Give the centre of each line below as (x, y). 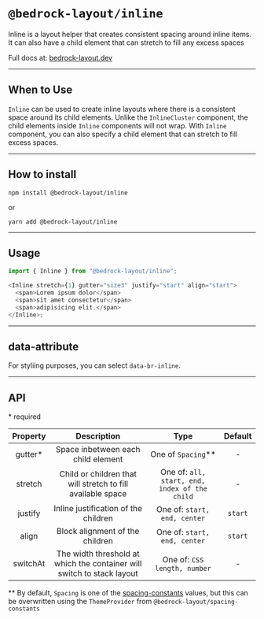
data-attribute (44, 347)
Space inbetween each (98, 450)
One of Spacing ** (183, 454)
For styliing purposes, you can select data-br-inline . (94, 365)
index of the (183, 489)
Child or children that (98, 474)
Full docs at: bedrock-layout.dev (60, 57)
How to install (42, 174)
